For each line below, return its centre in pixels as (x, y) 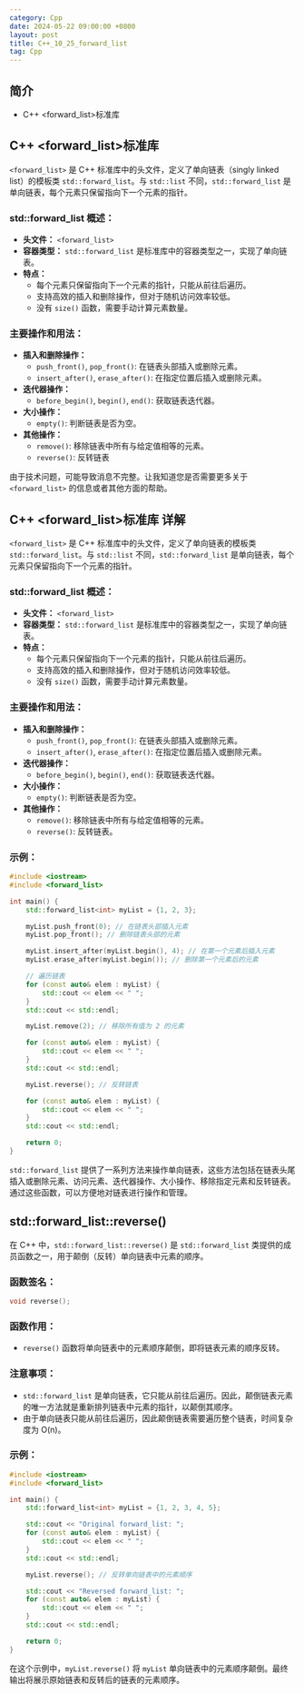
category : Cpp (36, 18)
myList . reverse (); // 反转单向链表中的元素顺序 (109, 1575)
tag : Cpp (26, 52)
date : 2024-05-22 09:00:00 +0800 (73, 26)
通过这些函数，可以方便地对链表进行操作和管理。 (101, 1192)
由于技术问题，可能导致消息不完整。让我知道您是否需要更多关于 (128, 477)
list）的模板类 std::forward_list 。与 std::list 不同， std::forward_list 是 (151, 181)
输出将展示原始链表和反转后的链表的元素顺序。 (97, 1679)
